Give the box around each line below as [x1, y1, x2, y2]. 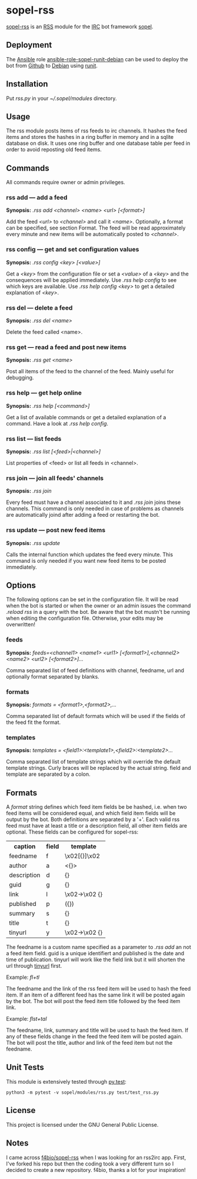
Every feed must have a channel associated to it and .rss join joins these [6, 499, 181, 506]
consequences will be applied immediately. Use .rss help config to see [6, 276, 177, 283]
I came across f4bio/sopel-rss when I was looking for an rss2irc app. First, [6, 1154, 186, 1161]
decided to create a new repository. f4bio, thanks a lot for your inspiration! [6, 1166, 186, 1173]
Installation [6, 79, 48, 89]
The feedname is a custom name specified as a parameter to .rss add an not [6, 944, 191, 951]
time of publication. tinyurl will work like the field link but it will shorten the [6, 956, 185, 963]
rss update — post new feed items [6, 526, 106, 534]
